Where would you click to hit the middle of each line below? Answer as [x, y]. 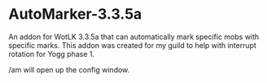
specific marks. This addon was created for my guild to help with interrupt [132, 45]
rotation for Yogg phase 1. [52, 54]
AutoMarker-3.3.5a [75, 14]
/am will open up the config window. [69, 69]
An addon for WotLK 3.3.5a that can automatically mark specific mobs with [134, 37]
